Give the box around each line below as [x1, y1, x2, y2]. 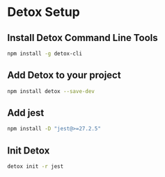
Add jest [7, 107, 45, 119]
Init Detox [7, 144, 50, 156]
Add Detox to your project [7, 69, 121, 81]
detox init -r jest [7, 163, 64, 170]
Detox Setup [7, 4, 80, 20]
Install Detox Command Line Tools [7, 32, 158, 44]
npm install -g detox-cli [7, 50, 82, 57]
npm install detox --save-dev [7, 87, 95, 94]
